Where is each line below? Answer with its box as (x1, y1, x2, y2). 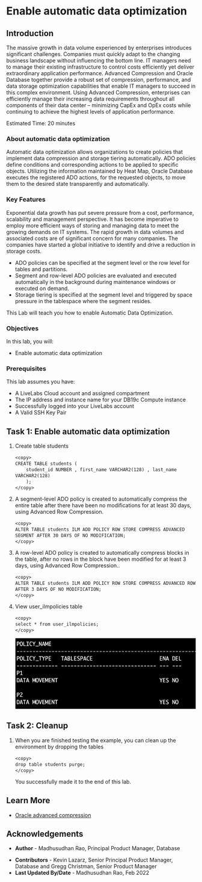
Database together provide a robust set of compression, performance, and (6, 76, 191, 83)
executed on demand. (14, 285, 69, 292)
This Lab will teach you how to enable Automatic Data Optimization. (6, 309, 174, 316)
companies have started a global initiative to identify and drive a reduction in (6, 241, 196, 248)
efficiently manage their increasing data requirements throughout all (6, 95, 175, 102)
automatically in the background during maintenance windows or (14, 278, 176, 285)
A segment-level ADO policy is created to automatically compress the (14, 495, 188, 502)
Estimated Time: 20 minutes (6, 120, 76, 127)
